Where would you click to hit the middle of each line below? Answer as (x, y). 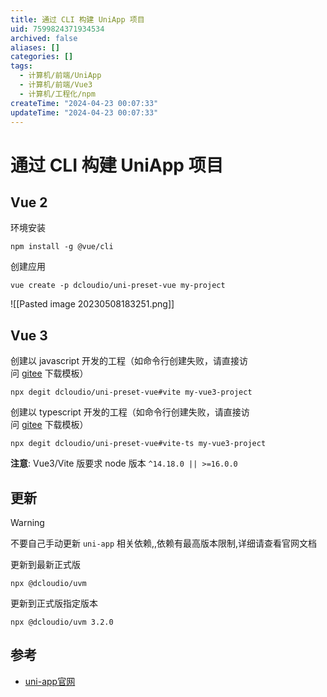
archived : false (44, 38)
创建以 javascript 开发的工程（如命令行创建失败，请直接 (125, 361)
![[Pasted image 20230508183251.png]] (92, 304)
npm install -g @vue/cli (62, 247)
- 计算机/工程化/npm (57, 94)
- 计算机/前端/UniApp (60, 76)
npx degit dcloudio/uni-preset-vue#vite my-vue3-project (131, 392)
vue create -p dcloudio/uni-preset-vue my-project (118, 286)
